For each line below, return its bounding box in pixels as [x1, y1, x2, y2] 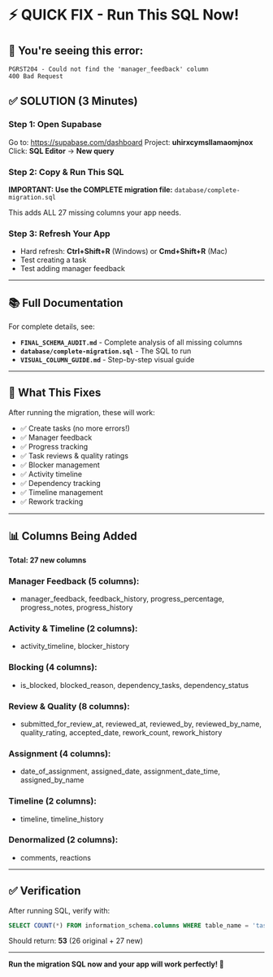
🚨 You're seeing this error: [8, 43, 144, 57]
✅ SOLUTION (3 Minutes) [8, 94, 138, 108]
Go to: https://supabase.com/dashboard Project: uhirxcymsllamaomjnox [8, 137, 253, 147]
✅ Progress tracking [19, 441, 89, 451]
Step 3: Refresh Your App [8, 228, 111, 239]
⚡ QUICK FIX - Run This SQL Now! [8, 6, 240, 24]
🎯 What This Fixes [8, 386, 102, 400]
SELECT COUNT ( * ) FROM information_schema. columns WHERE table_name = [8, 921, 249, 930]
